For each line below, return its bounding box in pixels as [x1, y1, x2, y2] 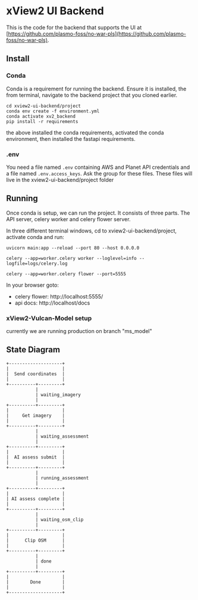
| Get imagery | [6, 412, 65, 419]
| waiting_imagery [35, 391, 81, 398]
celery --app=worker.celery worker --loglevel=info [6, 255, 137, 261]
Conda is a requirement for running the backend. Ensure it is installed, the [6, 85, 187, 92]
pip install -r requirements [6, 118, 78, 124]
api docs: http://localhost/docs [14, 299, 90, 306]
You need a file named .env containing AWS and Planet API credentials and [6, 164, 190, 171]
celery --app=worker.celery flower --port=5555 [6, 271, 127, 277]
